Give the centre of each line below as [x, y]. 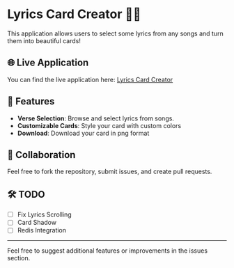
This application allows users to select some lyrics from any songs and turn [116, 33]
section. [19, 258]
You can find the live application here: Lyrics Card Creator [90, 79]
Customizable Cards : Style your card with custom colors [99, 125]
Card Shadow [37, 223]
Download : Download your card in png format [83, 133]
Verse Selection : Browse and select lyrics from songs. [95, 118]
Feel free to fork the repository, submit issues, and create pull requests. [110, 172]
